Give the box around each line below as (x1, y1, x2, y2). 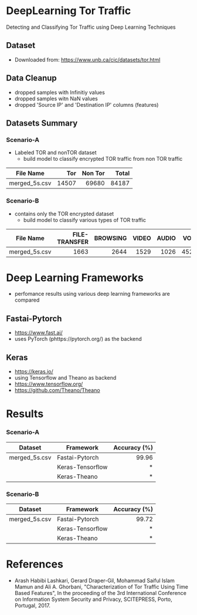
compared (14, 296, 40, 303)
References (6, 557, 63, 571)
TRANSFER (57, 238, 89, 246)
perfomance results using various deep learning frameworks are (14, 290, 170, 298)
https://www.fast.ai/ (14, 329, 63, 336)
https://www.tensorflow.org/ (14, 380, 83, 388)
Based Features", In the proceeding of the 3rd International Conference (14, 589, 186, 596)
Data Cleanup (6, 73, 57, 83)
